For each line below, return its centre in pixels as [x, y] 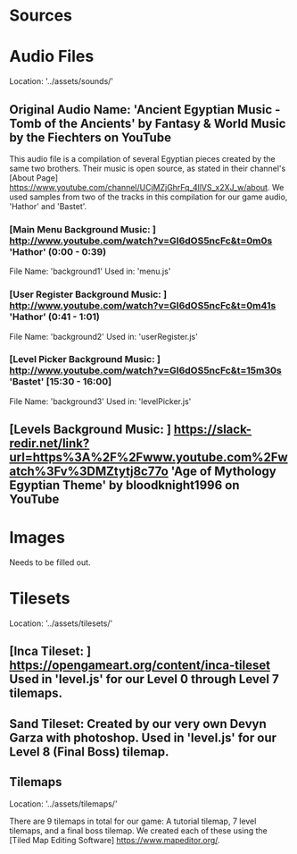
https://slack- [213, 430]
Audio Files [52, 57]
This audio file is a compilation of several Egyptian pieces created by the [143, 158]
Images [37, 538]
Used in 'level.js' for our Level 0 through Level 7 [144, 679]
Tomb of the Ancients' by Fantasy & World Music [148, 123]
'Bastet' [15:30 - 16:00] [61, 382]
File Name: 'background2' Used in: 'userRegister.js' [103, 336]
